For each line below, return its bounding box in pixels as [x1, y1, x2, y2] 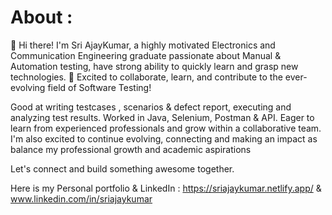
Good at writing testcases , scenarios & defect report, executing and [10, 101, 292, 113]
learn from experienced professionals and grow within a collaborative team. [10, 122, 322, 134]
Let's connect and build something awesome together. [10, 162, 235, 175]
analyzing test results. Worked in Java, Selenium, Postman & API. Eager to [10, 111, 315, 123]
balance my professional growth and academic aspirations [10, 143, 252, 155]
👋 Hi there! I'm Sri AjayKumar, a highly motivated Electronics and [10, 39, 276, 51]
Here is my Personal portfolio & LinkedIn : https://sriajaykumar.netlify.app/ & [10, 182, 322, 194]
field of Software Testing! [47, 81, 152, 93]
